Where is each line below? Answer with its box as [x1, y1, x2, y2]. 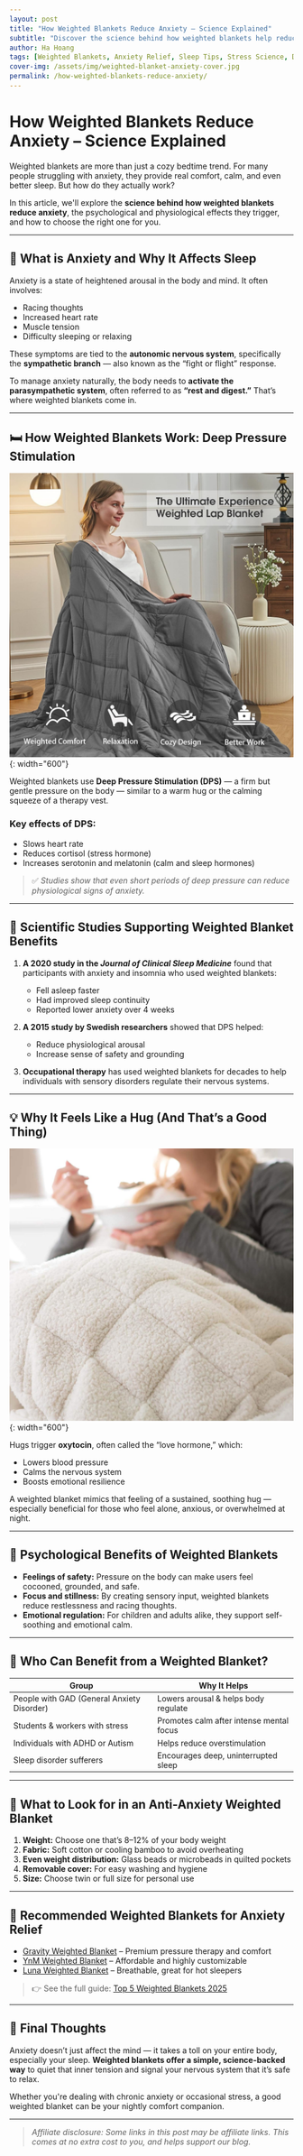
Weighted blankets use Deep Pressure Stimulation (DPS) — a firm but [9, 776, 271, 787]
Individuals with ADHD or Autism [13, 1737, 133, 1748]
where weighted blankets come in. [9, 394, 137, 405]
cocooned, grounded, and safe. [22, 1580, 140, 1591]
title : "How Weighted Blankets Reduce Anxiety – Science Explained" [9, 23, 272, 33]
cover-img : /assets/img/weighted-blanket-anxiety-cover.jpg [9, 62, 241, 71]
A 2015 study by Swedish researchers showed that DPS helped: [22, 1021, 264, 1032]
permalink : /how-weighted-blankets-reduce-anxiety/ [9, 72, 207, 81]
